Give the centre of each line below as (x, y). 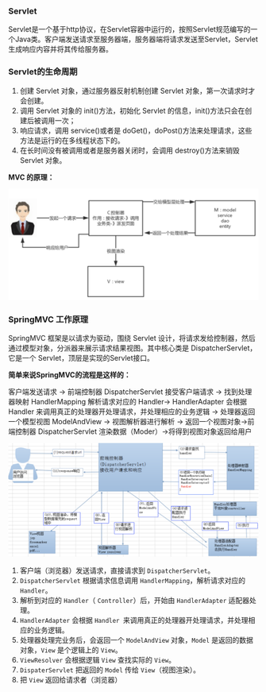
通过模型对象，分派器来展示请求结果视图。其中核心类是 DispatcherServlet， (133, 348)
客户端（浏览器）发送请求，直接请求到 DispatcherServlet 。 (117, 570)
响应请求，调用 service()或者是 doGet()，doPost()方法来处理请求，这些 (136, 130)
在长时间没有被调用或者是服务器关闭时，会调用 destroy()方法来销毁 (129, 150)
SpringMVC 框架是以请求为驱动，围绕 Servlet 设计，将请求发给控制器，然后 (132, 338)
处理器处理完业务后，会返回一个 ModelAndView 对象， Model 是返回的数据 (137, 640)
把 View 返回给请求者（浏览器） (71, 680)
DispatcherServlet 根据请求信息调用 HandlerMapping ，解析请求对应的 (133, 581)
